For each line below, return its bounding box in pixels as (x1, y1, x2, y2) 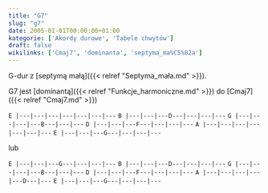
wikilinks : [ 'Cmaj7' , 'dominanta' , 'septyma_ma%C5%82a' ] (8, 49, 203, 57)
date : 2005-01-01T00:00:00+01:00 (8, 26, 120, 34)
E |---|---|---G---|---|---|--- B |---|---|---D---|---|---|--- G (8, 160, 232, 168)
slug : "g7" (8, 19, 45, 27)
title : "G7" (8, 11, 48, 20)
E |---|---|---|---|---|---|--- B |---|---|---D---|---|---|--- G (8, 112, 232, 120)
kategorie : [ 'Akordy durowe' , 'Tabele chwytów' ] (8, 34, 174, 42)
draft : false (8, 42, 52, 50)
